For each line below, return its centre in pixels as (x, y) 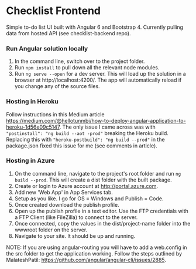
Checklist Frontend (54, 11)
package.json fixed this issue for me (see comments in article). (82, 146)
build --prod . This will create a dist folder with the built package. (93, 180)
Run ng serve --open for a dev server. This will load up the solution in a (100, 74)
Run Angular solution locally (47, 48)
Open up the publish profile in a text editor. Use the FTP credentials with (102, 211)
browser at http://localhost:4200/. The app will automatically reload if (98, 80)
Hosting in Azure (30, 161)
